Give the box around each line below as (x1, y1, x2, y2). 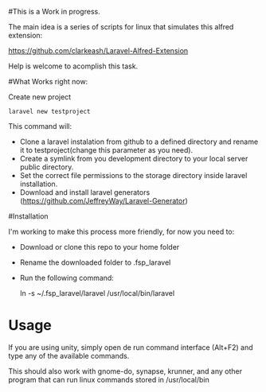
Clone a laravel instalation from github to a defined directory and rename (19, 137, 259, 146)
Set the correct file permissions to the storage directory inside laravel (19, 171, 248, 180)
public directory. (19, 162, 74, 172)
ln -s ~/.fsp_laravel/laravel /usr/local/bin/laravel (19, 289, 175, 297)
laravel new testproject (8, 107, 91, 115)
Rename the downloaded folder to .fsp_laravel (19, 258, 171, 267)
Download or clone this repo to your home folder (19, 243, 180, 251)
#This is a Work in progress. (8, 7, 101, 16)
